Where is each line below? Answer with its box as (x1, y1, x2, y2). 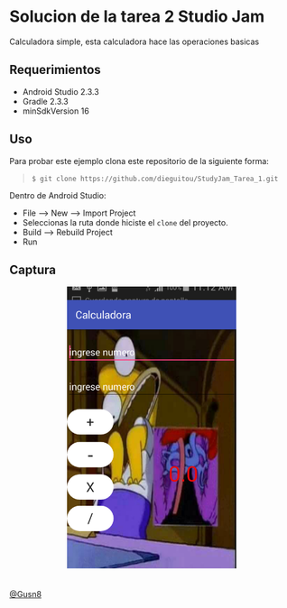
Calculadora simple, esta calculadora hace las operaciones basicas (9, 36, 260, 47)
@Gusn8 (9, 589, 42, 600)
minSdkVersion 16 (22, 106, 90, 116)
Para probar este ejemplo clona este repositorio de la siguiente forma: (9, 155, 269, 166)
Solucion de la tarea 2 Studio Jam (9, 6, 264, 27)
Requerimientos (9, 62, 101, 78)
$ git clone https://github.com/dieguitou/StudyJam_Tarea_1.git (31, 174, 279, 183)
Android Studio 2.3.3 (22, 86, 99, 97)
